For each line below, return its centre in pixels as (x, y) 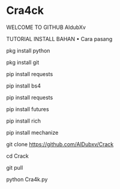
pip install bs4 (23, 86)
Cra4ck (25, 11)
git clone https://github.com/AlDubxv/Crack (60, 144)
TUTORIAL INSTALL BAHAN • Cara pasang (59, 39)
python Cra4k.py (27, 179)
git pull (15, 167)
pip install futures (28, 109)
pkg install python (28, 50)
